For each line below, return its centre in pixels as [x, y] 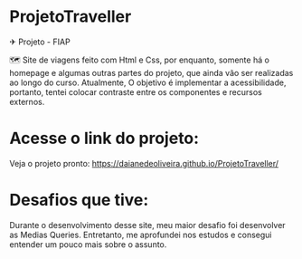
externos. [27, 101]
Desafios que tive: [79, 200]
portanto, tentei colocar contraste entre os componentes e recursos [136, 91]
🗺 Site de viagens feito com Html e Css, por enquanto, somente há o [139, 60]
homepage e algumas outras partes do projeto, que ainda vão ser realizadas [151, 72]
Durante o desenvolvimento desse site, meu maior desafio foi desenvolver [148, 225]
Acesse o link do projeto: [104, 139]
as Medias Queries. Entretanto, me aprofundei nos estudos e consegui [141, 235]
